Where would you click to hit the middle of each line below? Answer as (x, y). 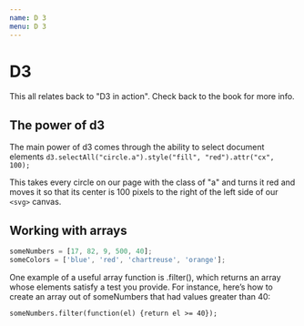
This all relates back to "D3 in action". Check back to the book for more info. (152, 97)
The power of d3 (57, 125)
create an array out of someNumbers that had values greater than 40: (140, 296)
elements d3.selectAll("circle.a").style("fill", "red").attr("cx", (142, 157)
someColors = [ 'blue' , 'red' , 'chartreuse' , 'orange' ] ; (117, 260)
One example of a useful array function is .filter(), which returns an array (145, 277)
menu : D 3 (28, 26)
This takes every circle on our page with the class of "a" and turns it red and (152, 182)
